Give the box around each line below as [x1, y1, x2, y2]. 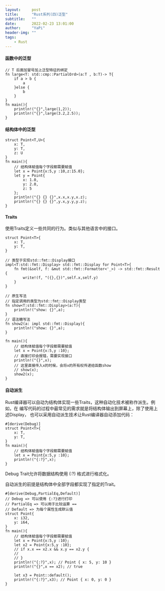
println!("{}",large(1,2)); [14, 106, 72, 111]
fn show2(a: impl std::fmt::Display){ [5, 321, 85, 327]
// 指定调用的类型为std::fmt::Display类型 [5, 299, 86, 304]
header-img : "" [5, 30, 37, 35]
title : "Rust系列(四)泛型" [5, 12, 68, 17]
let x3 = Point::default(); [14, 573, 72, 578]
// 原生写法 [5, 294, 27, 298]
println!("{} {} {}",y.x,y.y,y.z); [14, 199, 87, 204]
